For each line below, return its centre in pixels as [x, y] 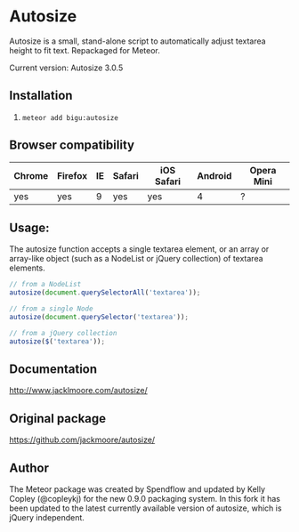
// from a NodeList [45, 285]
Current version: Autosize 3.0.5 [66, 68]
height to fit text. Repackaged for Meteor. [85, 50]
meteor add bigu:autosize [70, 117]
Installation [41, 96]
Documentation [53, 370]
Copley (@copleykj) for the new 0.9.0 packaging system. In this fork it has [145, 499]
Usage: [30, 227]
